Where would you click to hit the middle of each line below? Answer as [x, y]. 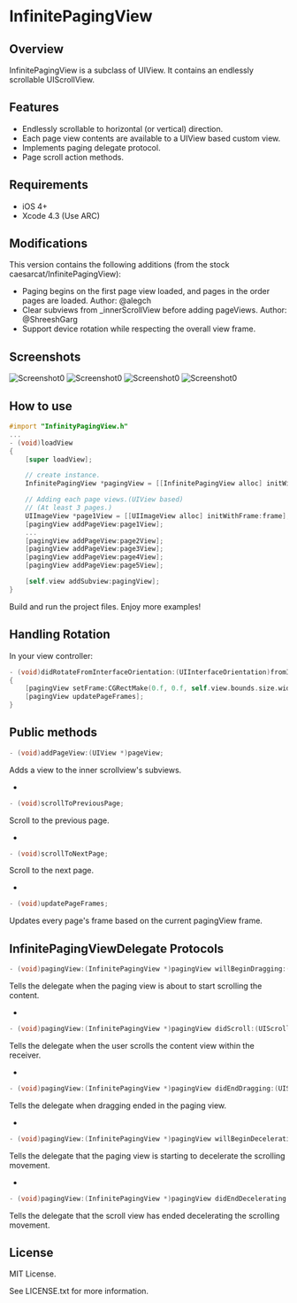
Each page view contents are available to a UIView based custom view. [151, 138]
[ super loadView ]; [59, 459]
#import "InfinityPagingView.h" [69, 427]
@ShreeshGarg [49, 320]
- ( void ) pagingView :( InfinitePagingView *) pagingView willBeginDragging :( [150, 969]
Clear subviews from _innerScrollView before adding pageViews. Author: [154, 310]
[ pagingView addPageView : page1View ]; [95, 524]
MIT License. [33, 1274]
